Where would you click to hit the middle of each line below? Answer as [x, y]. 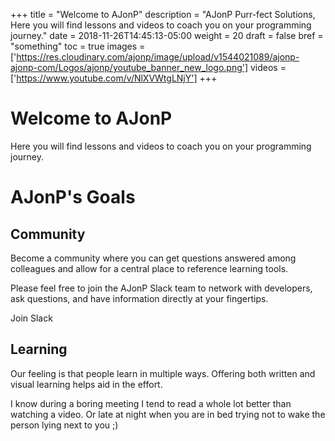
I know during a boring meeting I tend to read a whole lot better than [151, 403]
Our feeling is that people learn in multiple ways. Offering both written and [163, 373]
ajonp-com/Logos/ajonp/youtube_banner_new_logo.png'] [129, 67]
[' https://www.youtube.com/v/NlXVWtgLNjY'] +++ [114, 78]
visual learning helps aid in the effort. [86, 384]
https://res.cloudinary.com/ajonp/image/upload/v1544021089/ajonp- [158, 57]
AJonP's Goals [73, 197]
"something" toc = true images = [78, 46]
